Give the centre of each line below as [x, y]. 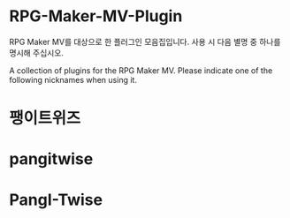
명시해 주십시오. [37, 53]
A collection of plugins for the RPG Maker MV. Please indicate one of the [141, 70]
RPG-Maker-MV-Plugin [96, 16]
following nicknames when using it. [73, 79]
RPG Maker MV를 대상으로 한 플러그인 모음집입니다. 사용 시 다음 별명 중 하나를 [145, 41]
